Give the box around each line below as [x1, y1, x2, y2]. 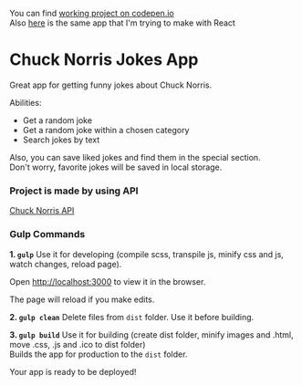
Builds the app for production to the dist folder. [9, 349, 188, 360]
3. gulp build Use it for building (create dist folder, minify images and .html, [9, 329, 294, 340]
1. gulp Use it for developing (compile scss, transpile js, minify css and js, [9, 248, 285, 259]
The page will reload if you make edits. [9, 294, 155, 305]
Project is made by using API [9, 184, 139, 197]
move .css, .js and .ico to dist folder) [9, 339, 146, 349]
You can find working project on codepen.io [9, 8, 175, 18]
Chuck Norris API [9, 205, 75, 216]
